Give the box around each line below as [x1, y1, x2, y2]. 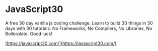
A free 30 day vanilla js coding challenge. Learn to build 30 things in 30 [5, 20, 153, 26]
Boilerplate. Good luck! [5, 30, 53, 36]
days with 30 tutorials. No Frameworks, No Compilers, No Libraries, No [5, 25, 152, 31]
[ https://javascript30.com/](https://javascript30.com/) [5, 40, 117, 46]
